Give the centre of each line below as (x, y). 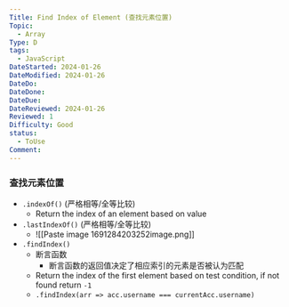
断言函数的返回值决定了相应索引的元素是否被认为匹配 (146, 265)
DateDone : (28, 92)
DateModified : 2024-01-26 (57, 76)
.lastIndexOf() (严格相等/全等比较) (87, 224)
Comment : (25, 149)
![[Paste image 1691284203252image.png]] (115, 234)
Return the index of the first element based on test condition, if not (157, 275)
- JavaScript (41, 59)
